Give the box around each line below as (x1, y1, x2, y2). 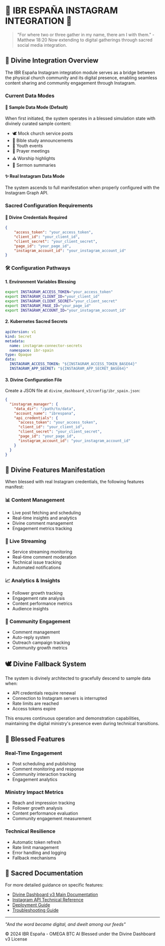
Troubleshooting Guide (12, 907, 59, 913)
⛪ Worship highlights (12, 155, 55, 161)
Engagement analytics (12, 776, 57, 782)
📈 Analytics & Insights (5, 577, 60, 584)
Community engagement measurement (12, 816, 92, 821)
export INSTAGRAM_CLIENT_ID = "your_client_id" (5, 294, 100, 299)
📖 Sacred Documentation (5, 869, 83, 877)
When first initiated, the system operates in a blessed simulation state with (5, 115, 156, 121)
